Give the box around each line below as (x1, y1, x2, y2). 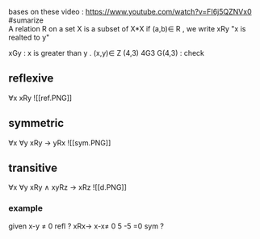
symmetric (8, 116, 65, 130)
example (8, 203, 43, 214)
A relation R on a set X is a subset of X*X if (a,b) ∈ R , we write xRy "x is (8, 24, 246, 33)
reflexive (8, 72, 54, 86)
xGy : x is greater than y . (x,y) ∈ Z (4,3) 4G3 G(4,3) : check (8, 48, 204, 57)
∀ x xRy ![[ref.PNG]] (8, 93, 73, 103)
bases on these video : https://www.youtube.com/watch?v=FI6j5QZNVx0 (8, 7, 252, 16)
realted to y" (8, 32, 50, 42)
